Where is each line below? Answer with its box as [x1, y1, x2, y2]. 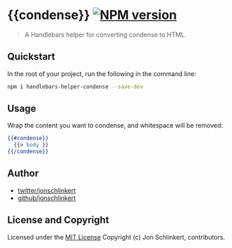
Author [7, 168, 39, 180]
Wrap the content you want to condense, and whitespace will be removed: [7, 121, 224, 130]
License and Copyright [7, 214, 109, 226]
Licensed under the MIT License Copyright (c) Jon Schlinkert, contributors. [7, 232, 226, 241]
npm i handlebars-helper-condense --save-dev [7, 83, 143, 90]
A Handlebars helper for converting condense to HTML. [24, 30, 187, 39]
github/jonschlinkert [17, 194, 76, 202]
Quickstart [7, 51, 56, 63]
